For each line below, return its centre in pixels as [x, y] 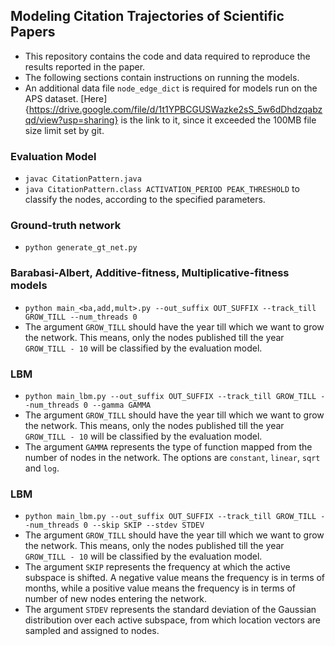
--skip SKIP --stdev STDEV [148, 525]
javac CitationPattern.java [83, 179]
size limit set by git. [64, 130]
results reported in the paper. [85, 66]
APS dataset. [51, 98]
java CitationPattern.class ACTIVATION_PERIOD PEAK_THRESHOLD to [162, 189]
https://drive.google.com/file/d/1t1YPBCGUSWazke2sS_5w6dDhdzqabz [175, 109]
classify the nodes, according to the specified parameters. [145, 200]
